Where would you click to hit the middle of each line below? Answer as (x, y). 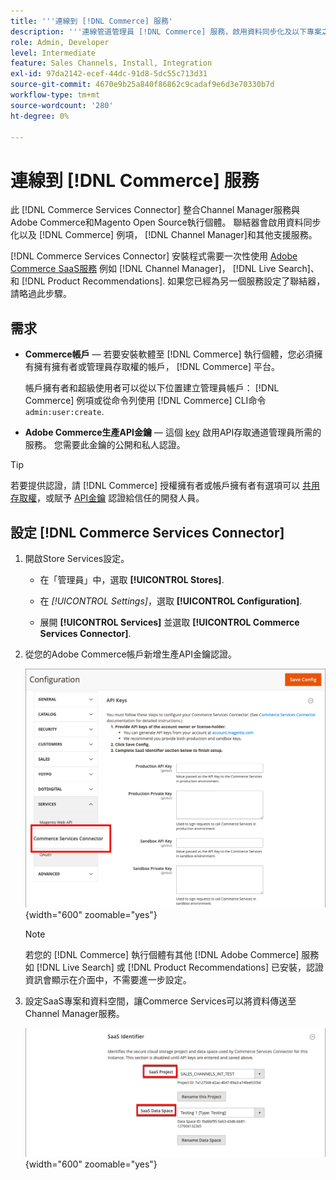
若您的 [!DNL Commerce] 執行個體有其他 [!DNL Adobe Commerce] (162, 955)
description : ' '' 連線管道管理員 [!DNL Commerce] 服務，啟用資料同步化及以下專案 (166, 31)
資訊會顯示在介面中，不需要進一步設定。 (108, 980)
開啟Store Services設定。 (77, 558)
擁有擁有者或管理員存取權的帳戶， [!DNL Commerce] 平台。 (156, 367)
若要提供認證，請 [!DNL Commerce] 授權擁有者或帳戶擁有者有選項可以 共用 (165, 486)
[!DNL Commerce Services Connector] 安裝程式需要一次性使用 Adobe (154, 256)
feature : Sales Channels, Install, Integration (111, 63)
